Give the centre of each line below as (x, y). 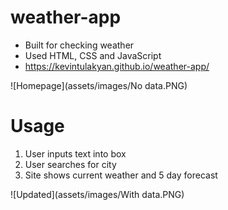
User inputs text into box (75, 153)
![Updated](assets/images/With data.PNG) (97, 194)
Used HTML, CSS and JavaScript (93, 55)
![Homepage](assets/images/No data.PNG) (99, 85)
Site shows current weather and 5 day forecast (121, 175)
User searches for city (70, 164)
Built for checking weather (79, 45)
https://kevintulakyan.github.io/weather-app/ (117, 66)
